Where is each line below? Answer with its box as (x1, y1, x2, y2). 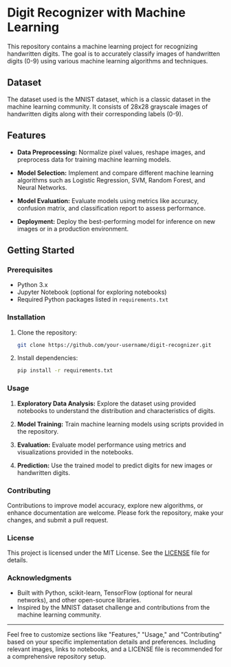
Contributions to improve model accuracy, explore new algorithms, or (7, 501, 203, 509)
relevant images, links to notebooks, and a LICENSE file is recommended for (7, 645, 223, 653)
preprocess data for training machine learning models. (16, 155, 172, 163)
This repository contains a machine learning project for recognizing (7, 42, 198, 50)
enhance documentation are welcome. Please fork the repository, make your (7, 508, 224, 517)
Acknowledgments (7, 573, 72, 583)
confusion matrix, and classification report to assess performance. (16, 204, 206, 212)
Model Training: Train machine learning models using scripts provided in (16, 420, 224, 428)
